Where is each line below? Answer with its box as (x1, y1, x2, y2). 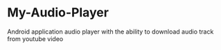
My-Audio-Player (7, 5, 109, 21)
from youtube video (7, 34, 64, 42)
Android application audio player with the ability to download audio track (7, 27, 214, 36)
